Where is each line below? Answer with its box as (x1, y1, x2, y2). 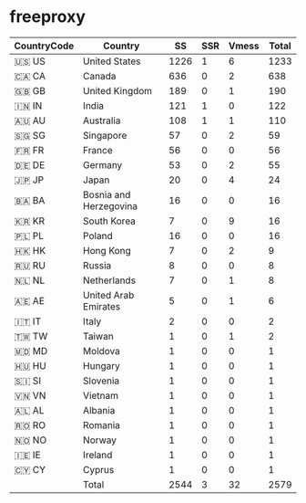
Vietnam (83, 389, 119, 402)
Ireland (83, 448, 113, 461)
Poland (83, 229, 113, 242)
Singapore (83, 129, 127, 141)
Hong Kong (83, 244, 132, 257)
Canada (83, 69, 117, 82)
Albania (83, 403, 116, 416)
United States (83, 55, 141, 68)
